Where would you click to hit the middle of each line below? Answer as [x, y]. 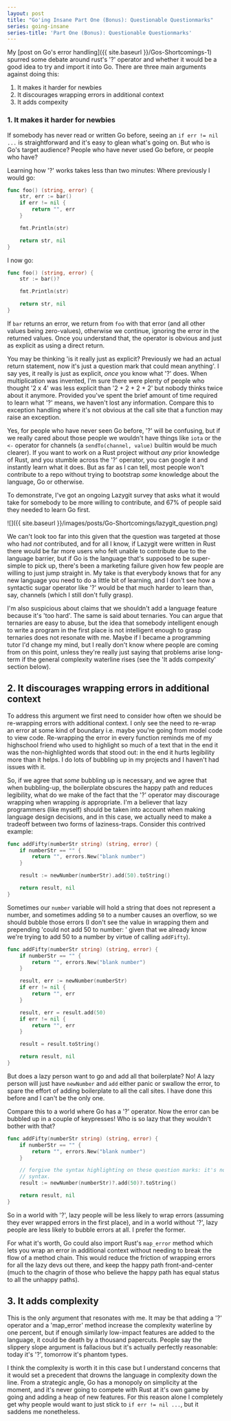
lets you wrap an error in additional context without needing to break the [109, 1250]
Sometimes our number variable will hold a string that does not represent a [111, 907]
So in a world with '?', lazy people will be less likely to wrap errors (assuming [115, 1215]
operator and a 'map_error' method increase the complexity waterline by [110, 1325]
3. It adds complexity [53, 1301]
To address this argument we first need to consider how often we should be [114, 716]
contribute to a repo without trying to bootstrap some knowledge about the [113, 474]
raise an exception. [34, 417]
